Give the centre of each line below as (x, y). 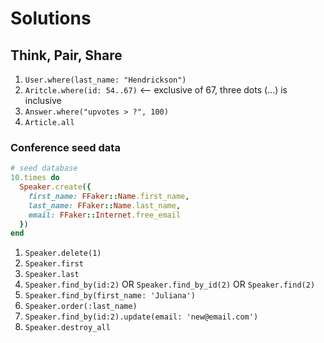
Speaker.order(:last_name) (81, 307)
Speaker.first (54, 264)
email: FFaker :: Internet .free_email (105, 215)
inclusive (43, 100)
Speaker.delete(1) (63, 253)
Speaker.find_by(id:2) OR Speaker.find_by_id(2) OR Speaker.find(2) (170, 284)
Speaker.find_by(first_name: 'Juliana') (110, 296)
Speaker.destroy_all (67, 328)
